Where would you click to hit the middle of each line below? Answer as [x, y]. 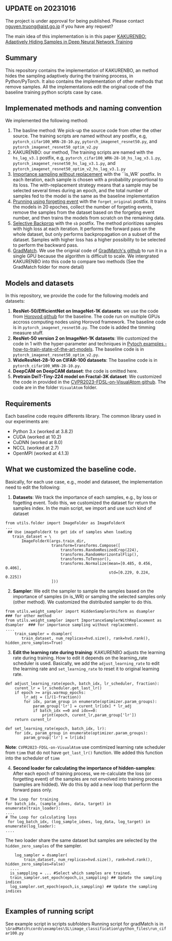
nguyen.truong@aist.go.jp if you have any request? [59, 26]
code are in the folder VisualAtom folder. [55, 388]
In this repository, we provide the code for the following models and [77, 296]
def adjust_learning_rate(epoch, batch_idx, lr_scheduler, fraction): [82, 684]
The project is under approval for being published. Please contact [75, 21]
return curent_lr [33, 719]
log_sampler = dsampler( [41, 855]
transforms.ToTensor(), [86, 559]
